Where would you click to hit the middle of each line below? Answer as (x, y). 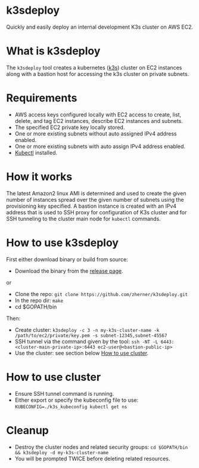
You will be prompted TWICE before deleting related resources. (92, 458)
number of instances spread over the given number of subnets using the (95, 199)
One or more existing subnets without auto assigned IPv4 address (96, 133)
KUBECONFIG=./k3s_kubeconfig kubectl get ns (71, 407)
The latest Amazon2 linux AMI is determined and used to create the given (96, 193)
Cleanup (28, 430)
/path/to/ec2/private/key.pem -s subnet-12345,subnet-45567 (91, 335)
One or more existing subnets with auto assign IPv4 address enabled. (100, 146)
